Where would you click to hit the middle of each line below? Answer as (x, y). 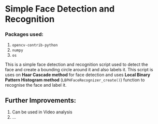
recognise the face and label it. (36, 85)
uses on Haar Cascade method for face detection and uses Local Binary (78, 75)
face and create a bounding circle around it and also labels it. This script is (79, 70)
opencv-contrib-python (35, 45)
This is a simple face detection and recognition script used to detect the (77, 64)
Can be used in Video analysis (42, 112)
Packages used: (24, 34)
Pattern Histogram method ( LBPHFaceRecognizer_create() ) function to (75, 80)
